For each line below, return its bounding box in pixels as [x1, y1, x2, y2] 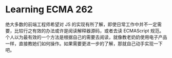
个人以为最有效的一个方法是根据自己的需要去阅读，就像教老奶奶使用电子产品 [5, 34, 167, 40]
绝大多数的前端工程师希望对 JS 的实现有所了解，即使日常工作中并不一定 [5, 21, 158, 27]
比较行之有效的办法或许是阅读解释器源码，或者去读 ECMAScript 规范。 [14, 27, 164, 34]
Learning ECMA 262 [5, 4, 93, 15]
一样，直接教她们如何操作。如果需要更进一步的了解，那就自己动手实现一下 [5, 40, 163, 47]
